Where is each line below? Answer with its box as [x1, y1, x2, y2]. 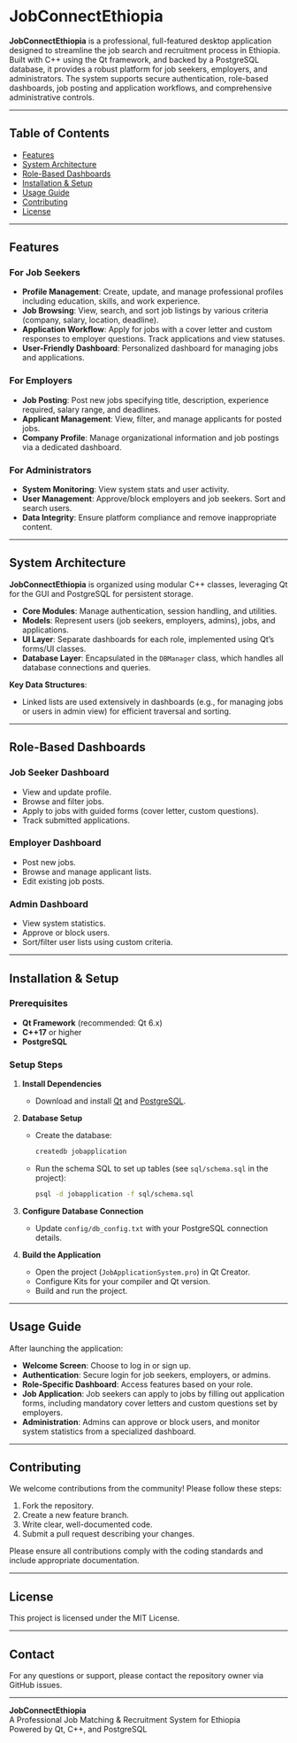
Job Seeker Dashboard [9, 766, 110, 779]
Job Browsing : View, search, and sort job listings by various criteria [21, 306, 269, 316]
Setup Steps [9, 1058, 64, 1071]
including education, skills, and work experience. [21, 296, 201, 306]
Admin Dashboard [9, 897, 88, 910]
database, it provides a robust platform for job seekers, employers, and [9, 64, 268, 74]
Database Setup [21, 1113, 83, 1124]
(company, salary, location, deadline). [21, 314, 159, 325]
